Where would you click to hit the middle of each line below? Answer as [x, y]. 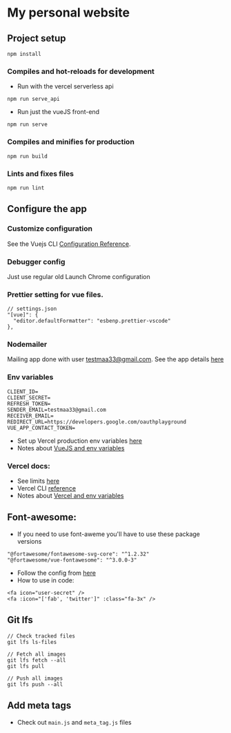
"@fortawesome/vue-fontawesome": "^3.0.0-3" [72, 560]
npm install [24, 54]
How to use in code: [46, 580]
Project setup [37, 38]
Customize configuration [50, 229]
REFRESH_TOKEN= [29, 403]
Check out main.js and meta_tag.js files [74, 722]
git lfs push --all [35, 684]
